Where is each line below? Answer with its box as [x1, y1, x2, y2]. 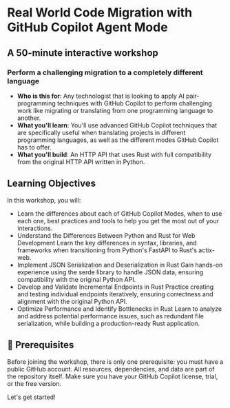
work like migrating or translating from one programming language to [17, 106, 213, 114]
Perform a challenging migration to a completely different [7, 68, 203, 77]
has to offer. [17, 143, 52, 151]
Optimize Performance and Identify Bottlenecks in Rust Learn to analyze [17, 305, 222, 313]
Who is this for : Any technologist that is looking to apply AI [17, 92, 185, 100]
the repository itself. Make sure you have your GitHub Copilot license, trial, [7, 372, 218, 380]
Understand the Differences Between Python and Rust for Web [17, 231, 196, 239]
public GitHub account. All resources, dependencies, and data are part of [7, 365, 215, 373]
